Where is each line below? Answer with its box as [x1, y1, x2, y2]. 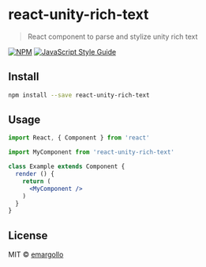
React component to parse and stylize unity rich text [27, 32, 198, 41]
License [8, 228, 48, 242]
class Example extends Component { [8, 162, 125, 171]
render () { [15, 170, 55, 178]
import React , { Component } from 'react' [8, 134, 150, 142]
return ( [22, 177, 51, 185]
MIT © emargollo [8, 250, 64, 259]
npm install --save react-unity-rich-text [8, 91, 150, 99]
